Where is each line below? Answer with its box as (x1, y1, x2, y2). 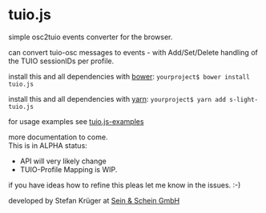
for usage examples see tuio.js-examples (8, 116, 144, 126)
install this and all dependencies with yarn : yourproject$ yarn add (8, 94, 227, 103)
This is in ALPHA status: (8, 140, 88, 150)
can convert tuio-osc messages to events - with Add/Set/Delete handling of (8, 47, 258, 57)
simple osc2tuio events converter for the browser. (8, 32, 173, 42)
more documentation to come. (8, 132, 108, 142)
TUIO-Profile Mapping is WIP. (19, 164, 118, 174)
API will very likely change (19, 156, 107, 166)
